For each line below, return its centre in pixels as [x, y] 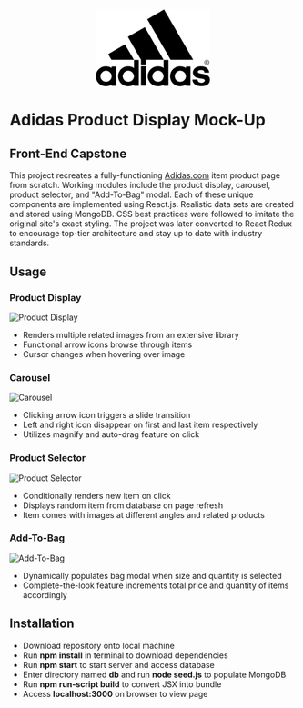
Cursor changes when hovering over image [104, 354]
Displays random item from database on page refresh [123, 505]
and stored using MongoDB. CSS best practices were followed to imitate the [152, 214]
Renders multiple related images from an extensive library [131, 334]
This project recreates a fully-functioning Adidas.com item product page [145, 175]
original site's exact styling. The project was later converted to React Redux [151, 224]
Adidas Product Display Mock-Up [137, 120]
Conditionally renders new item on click [96, 495]
